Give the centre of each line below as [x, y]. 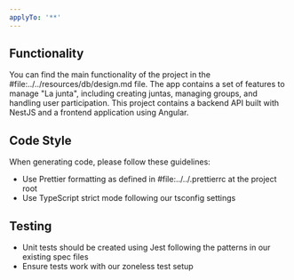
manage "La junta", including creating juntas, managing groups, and [133, 93]
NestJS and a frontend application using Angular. [99, 113]
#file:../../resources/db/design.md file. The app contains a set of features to [147, 84]
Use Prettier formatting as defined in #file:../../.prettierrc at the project [149, 180]
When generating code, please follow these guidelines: [110, 162]
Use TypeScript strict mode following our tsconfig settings [129, 198]
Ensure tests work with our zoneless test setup [107, 267]
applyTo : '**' [36, 17]
